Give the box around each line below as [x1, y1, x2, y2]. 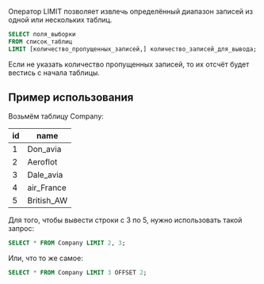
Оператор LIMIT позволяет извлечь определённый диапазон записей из [8, 7, 254, 16]
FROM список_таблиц [8, 37, 73, 46]
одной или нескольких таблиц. [8, 15, 113, 25]
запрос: [8, 224, 35, 233]
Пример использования [8, 91, 134, 104]
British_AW [27, 195, 68, 206]
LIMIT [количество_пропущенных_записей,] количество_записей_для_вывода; [8, 45, 258, 53]
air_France [27, 182, 67, 193]
